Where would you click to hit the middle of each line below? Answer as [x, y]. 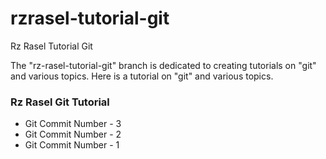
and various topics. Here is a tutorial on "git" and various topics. [142, 76]
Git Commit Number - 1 [72, 145]
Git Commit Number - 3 [73, 124]
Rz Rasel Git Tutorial [60, 102]
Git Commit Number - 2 [73, 134]
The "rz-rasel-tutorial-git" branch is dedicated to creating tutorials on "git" [163, 65]
